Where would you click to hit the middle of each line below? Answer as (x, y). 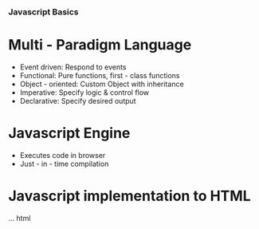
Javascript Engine (69, 133)
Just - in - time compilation (64, 164)
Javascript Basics (43, 12)
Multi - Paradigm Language (100, 45)
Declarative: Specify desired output (78, 101)
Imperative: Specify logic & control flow (84, 92)
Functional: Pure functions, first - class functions (100, 75)
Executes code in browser (63, 155)
